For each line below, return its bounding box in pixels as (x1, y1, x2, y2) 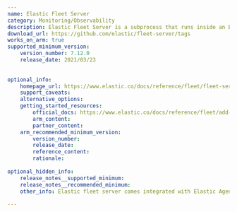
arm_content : (32, 115, 71, 122)
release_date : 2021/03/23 (20, 57, 97, 64)
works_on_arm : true (7, 37, 65, 44)
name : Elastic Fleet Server (7, 10, 90, 18)
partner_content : (32, 122, 83, 129)
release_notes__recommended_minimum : (20, 181, 131, 188)
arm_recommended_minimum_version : (20, 129, 121, 136)
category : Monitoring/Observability (7, 17, 115, 24)
